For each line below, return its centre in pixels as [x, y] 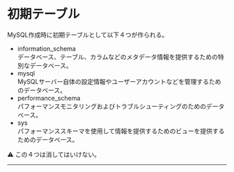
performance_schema [49, 98]
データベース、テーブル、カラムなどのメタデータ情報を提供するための [117, 57]
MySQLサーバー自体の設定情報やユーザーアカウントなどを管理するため [119, 81]
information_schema [47, 49]
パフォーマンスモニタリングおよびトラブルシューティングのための [112, 106]
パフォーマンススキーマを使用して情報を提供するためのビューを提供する [121, 131]
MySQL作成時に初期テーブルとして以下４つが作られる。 [88, 35]
